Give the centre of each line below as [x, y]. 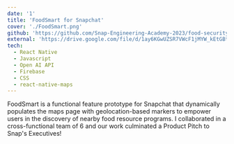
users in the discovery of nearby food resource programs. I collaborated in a [117, 119]
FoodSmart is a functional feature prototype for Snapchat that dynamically [114, 104]
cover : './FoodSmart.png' [45, 26]
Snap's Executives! [34, 134]
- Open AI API [34, 65]
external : [22, 39]
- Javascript [32, 59]
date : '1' [22, 13]
